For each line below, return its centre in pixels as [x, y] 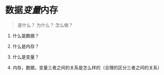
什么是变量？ [26, 57]
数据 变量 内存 [32, 10]
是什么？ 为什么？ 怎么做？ [45, 25]
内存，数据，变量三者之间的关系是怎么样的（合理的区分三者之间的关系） [87, 67]
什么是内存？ [26, 46]
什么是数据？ [26, 35]
